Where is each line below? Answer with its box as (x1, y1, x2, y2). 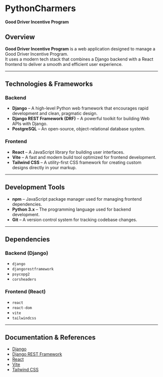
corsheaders (12, 277, 36, 282)
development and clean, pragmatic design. (12, 110, 98, 116)
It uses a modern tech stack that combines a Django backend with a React (5, 56, 154, 62)
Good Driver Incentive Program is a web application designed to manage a (5, 46, 156, 51)
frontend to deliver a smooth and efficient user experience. (5, 61, 123, 67)
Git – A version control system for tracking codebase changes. (12, 217, 137, 222)
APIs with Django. (12, 121, 48, 126)
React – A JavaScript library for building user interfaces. (12, 149, 125, 155)
